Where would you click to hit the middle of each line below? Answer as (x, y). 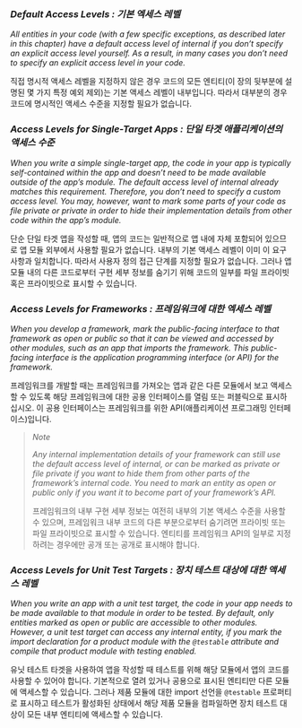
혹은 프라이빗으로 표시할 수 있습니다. (73, 283)
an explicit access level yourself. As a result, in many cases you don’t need (149, 53)
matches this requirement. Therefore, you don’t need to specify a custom (146, 191)
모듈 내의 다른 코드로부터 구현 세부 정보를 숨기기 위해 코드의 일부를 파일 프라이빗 (150, 272)
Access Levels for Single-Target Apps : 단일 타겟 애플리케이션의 (147, 129)
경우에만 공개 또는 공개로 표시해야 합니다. (128, 544)
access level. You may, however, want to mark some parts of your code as (148, 201)
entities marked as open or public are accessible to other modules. (134, 623)
